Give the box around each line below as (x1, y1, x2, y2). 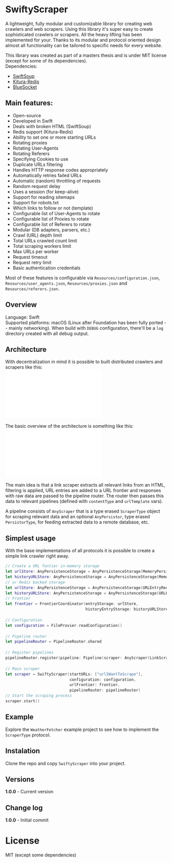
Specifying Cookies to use (12, 156, 69, 162)
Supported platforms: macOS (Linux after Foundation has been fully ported (5, 319, 163, 326)
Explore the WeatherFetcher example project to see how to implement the (5, 726, 159, 732)
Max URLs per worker (12, 248, 59, 255)
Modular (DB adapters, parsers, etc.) (12, 226, 91, 233)
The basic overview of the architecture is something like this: (5, 423, 134, 429)
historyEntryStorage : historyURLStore (85, 607, 168, 612)
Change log (5, 803, 43, 812)
